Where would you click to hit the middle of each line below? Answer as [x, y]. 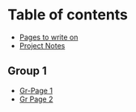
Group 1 [28, 71]
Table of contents [68, 15]
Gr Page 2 [36, 99]
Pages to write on [49, 37]
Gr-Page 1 [36, 90]
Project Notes [42, 45]
